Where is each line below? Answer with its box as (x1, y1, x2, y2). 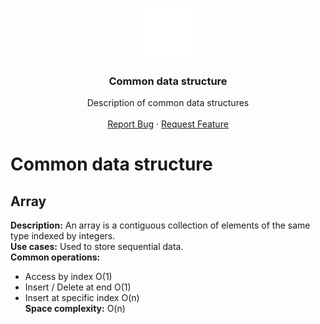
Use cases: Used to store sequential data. (10, 241, 184, 253)
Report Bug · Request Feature (107, 118, 229, 130)
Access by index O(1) (24, 271, 113, 283)
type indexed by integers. (10, 230, 116, 242)
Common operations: (10, 251, 101, 263)
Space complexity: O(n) (24, 303, 126, 315)
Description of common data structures (86, 97, 250, 109)
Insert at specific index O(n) (24, 292, 140, 304)
